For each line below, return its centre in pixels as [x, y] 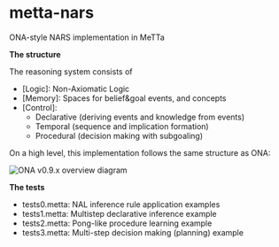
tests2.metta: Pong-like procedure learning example [117, 223]
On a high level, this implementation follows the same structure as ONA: [140, 152]
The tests [27, 187]
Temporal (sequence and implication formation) [122, 126]
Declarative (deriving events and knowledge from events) [140, 117]
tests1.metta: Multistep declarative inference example [119, 213]
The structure [35, 54]
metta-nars [52, 13]
